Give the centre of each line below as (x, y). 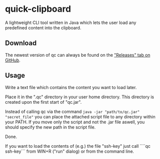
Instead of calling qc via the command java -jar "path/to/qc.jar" (72, 112)
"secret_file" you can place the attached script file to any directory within (80, 116)
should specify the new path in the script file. (50, 127)
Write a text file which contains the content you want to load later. (71, 87)
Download (21, 43)
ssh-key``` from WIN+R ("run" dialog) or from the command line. (70, 151)
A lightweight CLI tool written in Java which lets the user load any (71, 23)
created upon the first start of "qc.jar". (43, 102)
